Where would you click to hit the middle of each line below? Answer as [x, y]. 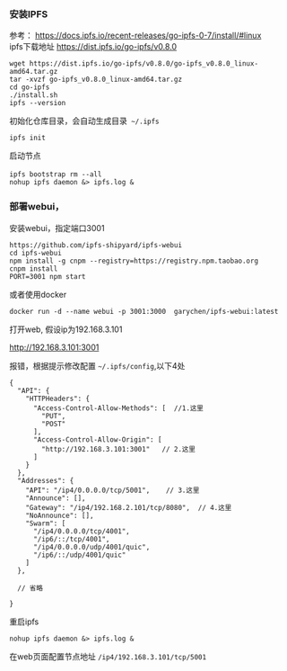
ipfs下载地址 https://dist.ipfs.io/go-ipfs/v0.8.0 [93, 47]
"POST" [54, 424]
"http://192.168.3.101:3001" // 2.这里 [118, 449]
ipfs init [28, 138]
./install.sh [34, 95]
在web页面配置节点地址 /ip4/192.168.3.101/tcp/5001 [108, 656]
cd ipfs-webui [36, 253]
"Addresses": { [46, 480]
